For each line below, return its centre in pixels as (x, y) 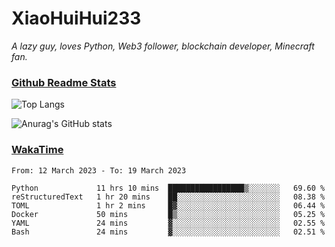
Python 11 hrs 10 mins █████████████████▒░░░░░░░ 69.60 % (168, 188)
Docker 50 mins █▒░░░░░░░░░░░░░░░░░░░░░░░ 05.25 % (168, 214)
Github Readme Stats (64, 82)
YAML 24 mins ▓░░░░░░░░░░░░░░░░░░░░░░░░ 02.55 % (168, 223)
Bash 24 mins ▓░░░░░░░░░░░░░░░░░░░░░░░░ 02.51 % (168, 232)
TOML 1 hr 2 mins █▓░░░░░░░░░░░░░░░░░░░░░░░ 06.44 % (168, 205)
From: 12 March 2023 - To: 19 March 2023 (99, 170)
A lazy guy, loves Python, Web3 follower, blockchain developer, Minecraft (163, 46)
